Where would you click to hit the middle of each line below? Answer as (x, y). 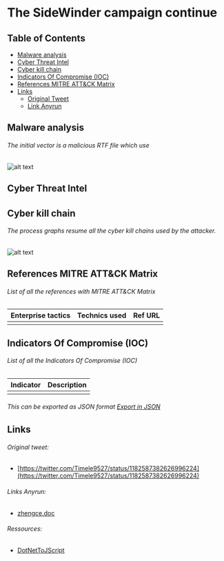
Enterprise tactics (41, 315)
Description (67, 384)
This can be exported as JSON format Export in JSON (84, 406)
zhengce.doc (36, 513)
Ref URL (147, 315)
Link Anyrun (44, 106)
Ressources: (25, 529)
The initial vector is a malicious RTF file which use (78, 145)
